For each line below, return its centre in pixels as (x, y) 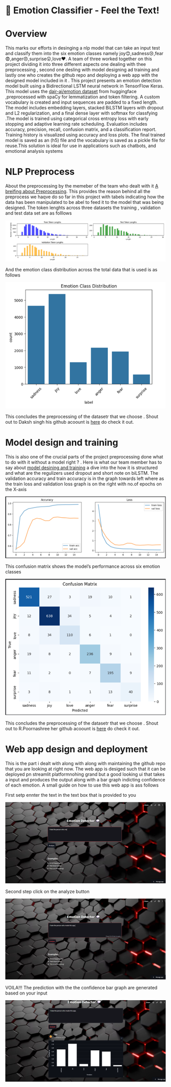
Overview (26, 34)
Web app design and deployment (77, 749)
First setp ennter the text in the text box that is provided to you (71, 795)
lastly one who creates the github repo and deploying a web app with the (82, 75)
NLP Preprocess (40, 172)
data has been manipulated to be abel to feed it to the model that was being (84, 202)
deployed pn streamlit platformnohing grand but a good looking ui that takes (85, 774)
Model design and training (62, 443)
